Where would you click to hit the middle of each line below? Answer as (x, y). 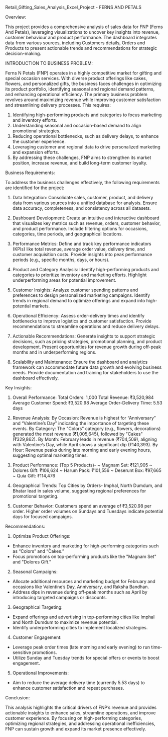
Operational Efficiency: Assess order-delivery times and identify (78, 316)
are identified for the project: (35, 188)
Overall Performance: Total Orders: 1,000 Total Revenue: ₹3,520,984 (83, 397)
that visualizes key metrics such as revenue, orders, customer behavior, (87, 223)
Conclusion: (18, 698)
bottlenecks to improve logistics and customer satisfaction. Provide (82, 321)
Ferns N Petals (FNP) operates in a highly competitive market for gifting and (83, 73)
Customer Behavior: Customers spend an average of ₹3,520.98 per (82, 506)
